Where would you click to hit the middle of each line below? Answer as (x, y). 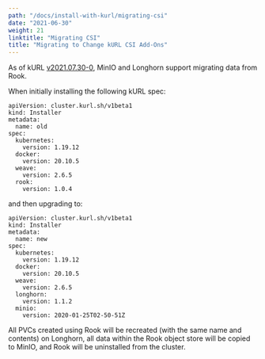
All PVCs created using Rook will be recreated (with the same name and (125, 330)
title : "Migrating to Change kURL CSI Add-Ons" (88, 45)
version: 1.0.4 (47, 189)
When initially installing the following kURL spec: (87, 91)
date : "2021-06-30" (40, 23)
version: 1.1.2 (47, 302)
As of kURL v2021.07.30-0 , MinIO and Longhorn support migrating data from (133, 67)
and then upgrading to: (45, 204)
